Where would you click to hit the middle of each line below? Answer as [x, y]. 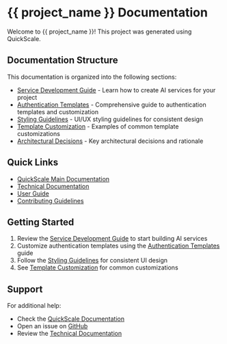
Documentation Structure [63, 61]
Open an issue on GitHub [52, 326]
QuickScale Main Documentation [63, 178]
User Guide [33, 194]
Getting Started [41, 222]
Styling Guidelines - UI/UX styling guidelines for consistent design [110, 119]
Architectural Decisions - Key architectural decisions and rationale [110, 141]
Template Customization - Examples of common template [98, 126]
